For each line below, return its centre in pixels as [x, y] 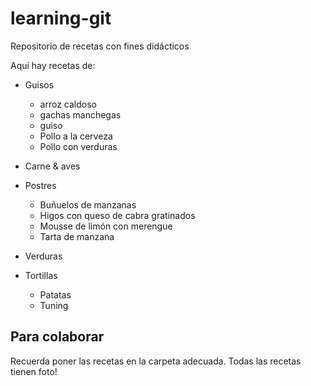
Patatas [55, 294]
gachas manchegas [80, 114]
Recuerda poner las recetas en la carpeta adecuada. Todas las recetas [156, 361]
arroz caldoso [68, 104]
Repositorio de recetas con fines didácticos [100, 46]
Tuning [54, 305]
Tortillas [41, 275]
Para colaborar [57, 337]
